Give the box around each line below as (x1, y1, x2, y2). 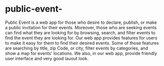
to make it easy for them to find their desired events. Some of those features (5, 40, 159, 46)
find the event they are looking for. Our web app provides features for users (5, 35, 158, 41)
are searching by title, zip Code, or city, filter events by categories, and (5, 45, 148, 51)
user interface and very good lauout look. (5, 55, 89, 61)
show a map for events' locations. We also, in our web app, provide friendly (5, 50, 158, 56)
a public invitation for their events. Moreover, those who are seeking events (5, 24, 157, 30)
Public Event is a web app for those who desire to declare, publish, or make (5, 19, 157, 25)
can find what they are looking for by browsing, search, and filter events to (5, 30, 156, 35)
